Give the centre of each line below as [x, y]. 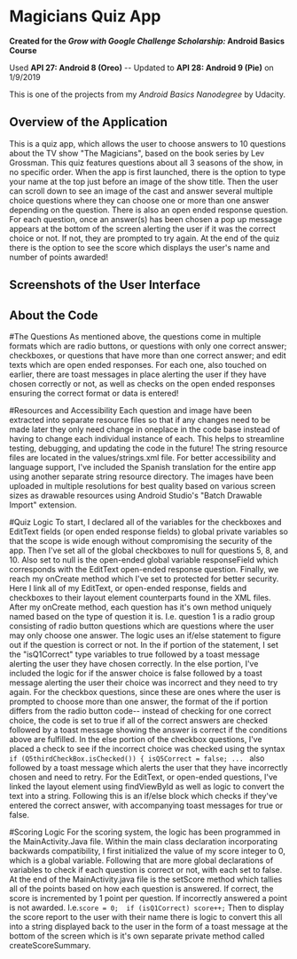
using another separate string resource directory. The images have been [141, 476]
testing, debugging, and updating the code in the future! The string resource [148, 448]
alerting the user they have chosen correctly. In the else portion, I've [134, 663]
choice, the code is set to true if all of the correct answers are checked [139, 720]
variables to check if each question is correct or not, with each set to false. [146, 869]
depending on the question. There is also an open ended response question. [148, 210]
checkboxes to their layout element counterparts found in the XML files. [140, 597]
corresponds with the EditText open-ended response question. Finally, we [144, 569]
